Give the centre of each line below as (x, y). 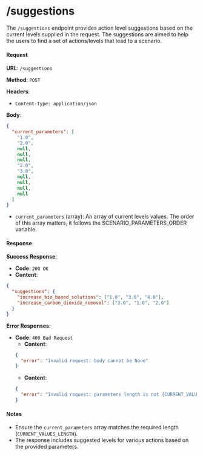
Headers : (18, 91)
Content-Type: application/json (56, 104)
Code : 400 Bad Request (44, 337)
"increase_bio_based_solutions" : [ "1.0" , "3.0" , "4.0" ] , (91, 297)
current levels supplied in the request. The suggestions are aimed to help (98, 34)
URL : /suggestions (29, 68)
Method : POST (23, 80)
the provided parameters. (47, 447)
